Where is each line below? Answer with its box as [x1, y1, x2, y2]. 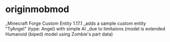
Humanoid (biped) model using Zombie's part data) [5, 31, 113, 37]
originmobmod [5, 4, 69, 15]
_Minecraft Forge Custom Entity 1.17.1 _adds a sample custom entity [5, 20, 147, 26]
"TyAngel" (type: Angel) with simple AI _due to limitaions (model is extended [5, 25, 165, 31]
